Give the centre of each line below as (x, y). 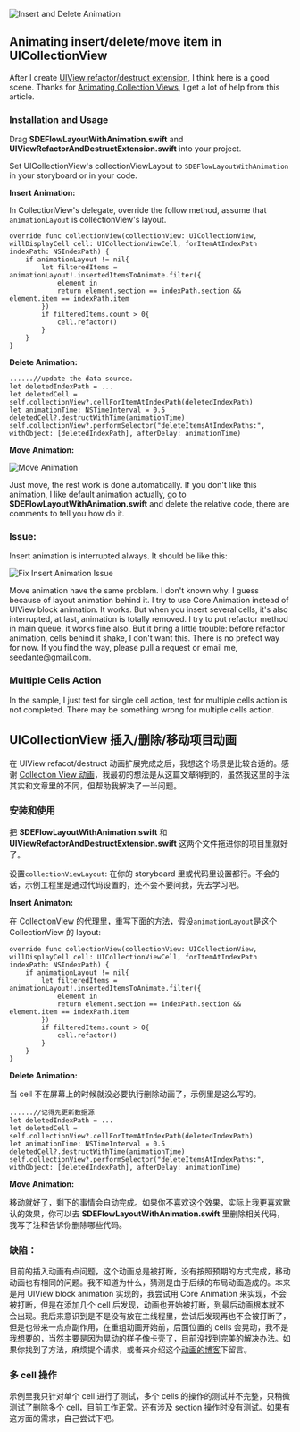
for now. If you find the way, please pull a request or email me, (124, 648)
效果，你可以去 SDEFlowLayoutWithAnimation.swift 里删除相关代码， (154, 1214)
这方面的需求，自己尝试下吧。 (64, 1419)
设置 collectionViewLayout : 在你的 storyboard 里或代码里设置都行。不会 (141, 874)
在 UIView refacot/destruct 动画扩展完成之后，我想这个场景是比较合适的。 (146, 763)
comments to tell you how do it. (67, 514)
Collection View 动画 (57, 774)
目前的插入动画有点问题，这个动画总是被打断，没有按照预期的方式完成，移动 (150, 1272)
